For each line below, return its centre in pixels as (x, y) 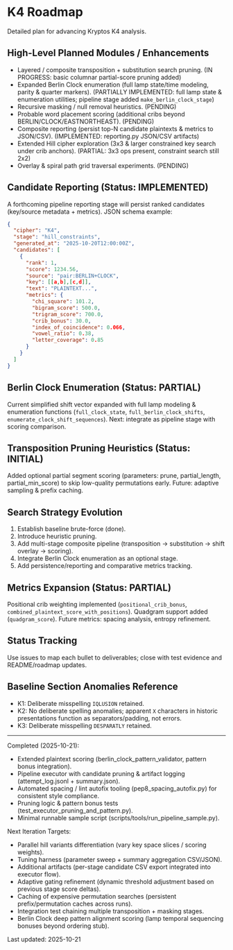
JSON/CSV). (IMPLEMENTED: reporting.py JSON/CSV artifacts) (108, 136)
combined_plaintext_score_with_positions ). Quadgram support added (107, 612)
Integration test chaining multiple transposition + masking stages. (111, 911)
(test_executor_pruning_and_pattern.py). (75, 810)
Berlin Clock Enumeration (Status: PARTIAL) (104, 388)
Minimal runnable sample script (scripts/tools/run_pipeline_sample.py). (118, 818)
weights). (31, 852)
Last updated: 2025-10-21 (44, 939)
